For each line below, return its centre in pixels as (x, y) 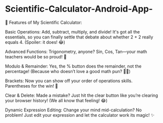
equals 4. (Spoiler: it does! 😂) (35, 42)
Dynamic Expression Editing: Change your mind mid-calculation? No (73, 110)
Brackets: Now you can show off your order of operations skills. (69, 81)
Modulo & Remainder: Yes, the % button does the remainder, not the (73, 66)
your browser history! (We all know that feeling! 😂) (56, 100)
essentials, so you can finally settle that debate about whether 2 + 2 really (79, 37)
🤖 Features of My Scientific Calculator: (44, 22)
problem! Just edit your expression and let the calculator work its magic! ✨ (80, 115)
